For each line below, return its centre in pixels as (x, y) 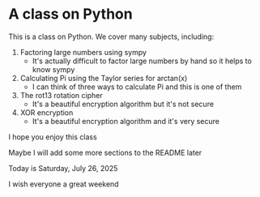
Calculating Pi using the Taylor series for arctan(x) (104, 78)
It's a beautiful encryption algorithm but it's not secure (123, 104)
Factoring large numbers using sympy (83, 52)
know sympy (53, 69)
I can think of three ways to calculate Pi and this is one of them (137, 87)
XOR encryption (47, 112)
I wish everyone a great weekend (64, 184)
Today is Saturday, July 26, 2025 (63, 168)
